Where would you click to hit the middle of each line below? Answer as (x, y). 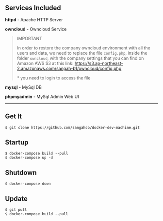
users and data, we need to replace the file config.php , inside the (82, 53)
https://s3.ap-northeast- (99, 63)
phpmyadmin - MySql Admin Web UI (42, 96)
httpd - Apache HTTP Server (34, 19)
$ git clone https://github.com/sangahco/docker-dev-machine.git (72, 127)
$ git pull (16, 210)
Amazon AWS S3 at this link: (45, 63)
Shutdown (21, 172)
